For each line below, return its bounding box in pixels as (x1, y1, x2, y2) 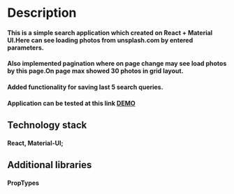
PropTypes (7, 179, 40, 187)
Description (7, 5, 77, 21)
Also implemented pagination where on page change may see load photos (7, 60, 227, 68)
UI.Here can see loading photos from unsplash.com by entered (7, 36, 193, 44)
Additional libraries (7, 159, 92, 171)
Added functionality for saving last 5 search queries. (7, 83, 163, 91)
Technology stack (7, 119, 87, 131)
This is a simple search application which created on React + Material (7, 28, 213, 36)
